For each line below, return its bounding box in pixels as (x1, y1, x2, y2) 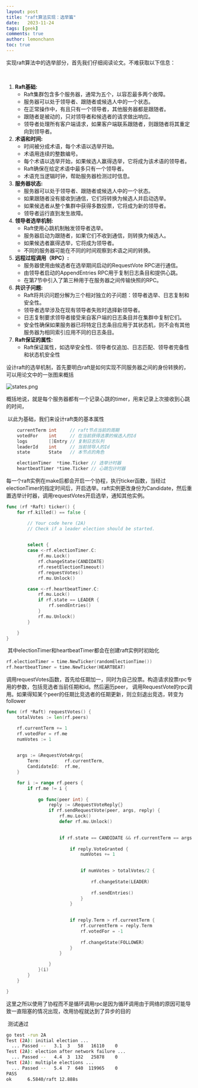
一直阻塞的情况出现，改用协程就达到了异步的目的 (11, 1007, 131, 1015)
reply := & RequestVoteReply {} (48, 802, 123, 808)
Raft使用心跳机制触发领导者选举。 (23, 224, 107, 232)
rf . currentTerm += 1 (17, 725, 68, 731)
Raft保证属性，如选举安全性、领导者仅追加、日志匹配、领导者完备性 (23, 343, 190, 351)
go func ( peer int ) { (37, 796, 89, 802)
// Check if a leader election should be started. (27, 526, 155, 532)
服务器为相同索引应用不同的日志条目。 (23, 329, 117, 336)
